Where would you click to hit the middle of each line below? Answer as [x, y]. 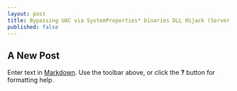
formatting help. [31, 80]
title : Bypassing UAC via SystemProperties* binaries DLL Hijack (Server [119, 20]
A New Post [34, 55]
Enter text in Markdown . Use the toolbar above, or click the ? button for [111, 73]
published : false [33, 27]
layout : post [27, 14]
